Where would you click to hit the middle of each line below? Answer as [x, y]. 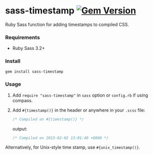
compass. [22, 100]
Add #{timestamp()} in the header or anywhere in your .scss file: [79, 110]
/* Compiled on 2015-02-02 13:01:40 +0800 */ [60, 138]
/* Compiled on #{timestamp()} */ [48, 119]
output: [20, 129]
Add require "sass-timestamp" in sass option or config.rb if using [80, 95]
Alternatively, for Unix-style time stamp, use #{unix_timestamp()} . [73, 148]
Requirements [23, 37]
